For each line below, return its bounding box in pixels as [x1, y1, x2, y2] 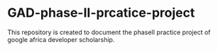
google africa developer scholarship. [7, 35, 115, 43]
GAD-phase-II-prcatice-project [7, 5, 195, 21]
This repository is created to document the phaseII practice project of [7, 28, 211, 36]
